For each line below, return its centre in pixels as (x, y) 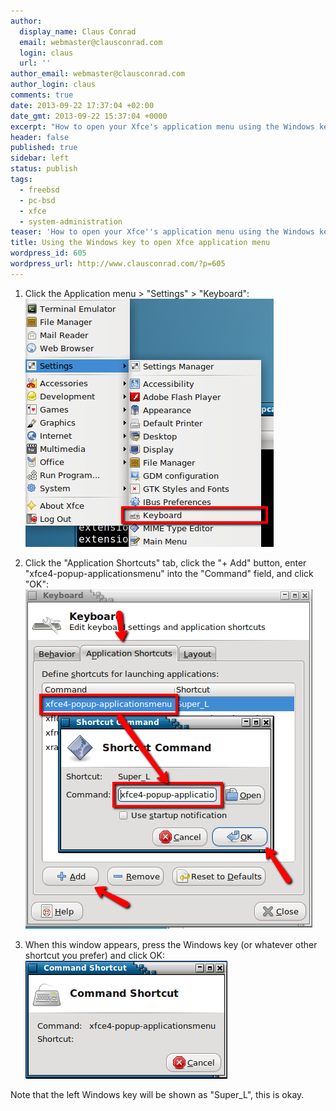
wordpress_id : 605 (48, 253)
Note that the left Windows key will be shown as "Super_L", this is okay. (157, 1094)
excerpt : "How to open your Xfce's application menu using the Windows (162, 126)
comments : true (42, 95)
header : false (40, 137)
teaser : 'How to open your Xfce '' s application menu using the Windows (162, 232)
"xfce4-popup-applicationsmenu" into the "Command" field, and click (169, 573)
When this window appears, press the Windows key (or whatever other (171, 944)
